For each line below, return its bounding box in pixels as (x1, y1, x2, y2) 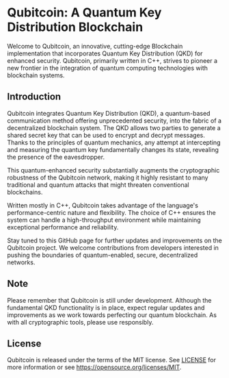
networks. (7, 258, 36, 266)
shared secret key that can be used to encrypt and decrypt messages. (7, 131, 205, 139)
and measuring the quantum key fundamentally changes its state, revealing (7, 145, 219, 153)
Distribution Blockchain (7, 19, 144, 35)
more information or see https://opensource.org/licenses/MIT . (7, 363, 182, 371)
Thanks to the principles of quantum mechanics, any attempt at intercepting (7, 138, 221, 147)
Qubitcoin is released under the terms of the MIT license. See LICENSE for (7, 356, 217, 364)
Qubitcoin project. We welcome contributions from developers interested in (7, 243, 219, 251)
